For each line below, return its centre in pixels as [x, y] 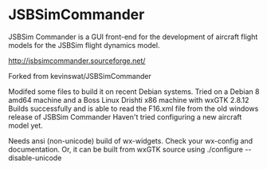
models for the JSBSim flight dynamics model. [84, 45]
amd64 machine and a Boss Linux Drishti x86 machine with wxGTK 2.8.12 [129, 100]
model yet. [26, 125]
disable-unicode [35, 158]
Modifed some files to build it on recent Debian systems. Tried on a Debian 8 [134, 91]
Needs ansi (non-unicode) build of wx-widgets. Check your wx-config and [131, 140]
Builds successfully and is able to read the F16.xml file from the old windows [133, 108]
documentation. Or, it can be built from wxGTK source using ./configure [126, 149]
